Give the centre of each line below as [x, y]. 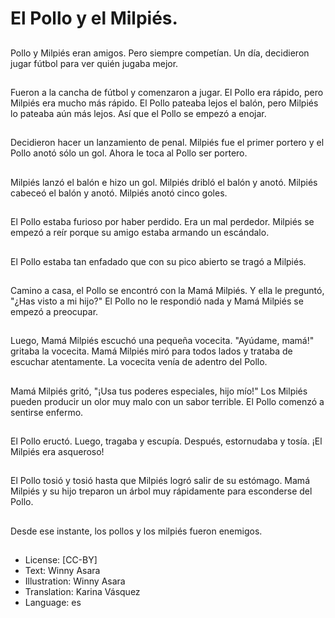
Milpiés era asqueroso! [57, 452]
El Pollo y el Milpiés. [94, 18]
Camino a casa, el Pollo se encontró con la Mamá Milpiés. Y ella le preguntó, [167, 290]
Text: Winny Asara [62, 571]
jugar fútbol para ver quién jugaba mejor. [94, 63]
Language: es [53, 603]
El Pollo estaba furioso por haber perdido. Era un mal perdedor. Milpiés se [162, 222]
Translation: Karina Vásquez [82, 592]
